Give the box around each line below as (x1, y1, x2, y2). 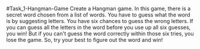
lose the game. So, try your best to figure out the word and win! (6, 37, 163, 43)
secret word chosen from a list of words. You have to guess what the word (6, 11, 190, 18)
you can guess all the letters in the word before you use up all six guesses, (6, 24, 191, 31)
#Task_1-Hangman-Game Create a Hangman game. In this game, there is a (6, 5, 191, 12)
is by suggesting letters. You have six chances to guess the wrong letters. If (6, 18, 193, 24)
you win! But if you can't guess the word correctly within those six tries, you (6, 30, 194, 37)
